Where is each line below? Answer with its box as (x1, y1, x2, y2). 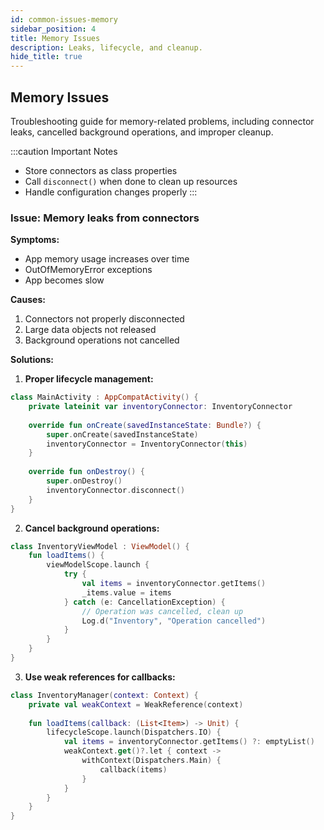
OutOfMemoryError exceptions (24, 264, 153, 276)
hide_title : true (10, 52, 83, 62)
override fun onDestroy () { (28, 467, 145, 477)
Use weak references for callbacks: (24, 671, 176, 683)
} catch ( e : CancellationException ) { (63, 597, 226, 607)
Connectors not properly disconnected (24, 313, 185, 325)
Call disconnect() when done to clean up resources (24, 175, 238, 187)
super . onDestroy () (46, 476, 123, 486)
